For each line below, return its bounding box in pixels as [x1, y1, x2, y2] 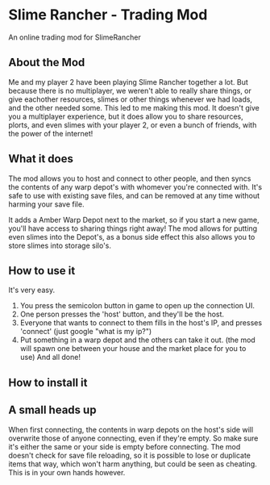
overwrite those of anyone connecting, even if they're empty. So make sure [8, 433, 259, 443]
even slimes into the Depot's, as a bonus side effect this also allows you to [8, 232, 255, 241]
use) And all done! [19, 353, 81, 362]
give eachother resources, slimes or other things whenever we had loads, [8, 94, 252, 104]
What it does [8, 152, 74, 166]
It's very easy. [8, 285, 55, 295]
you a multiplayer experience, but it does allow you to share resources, [8, 111, 243, 121]
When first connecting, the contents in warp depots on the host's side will [8, 424, 254, 434]
